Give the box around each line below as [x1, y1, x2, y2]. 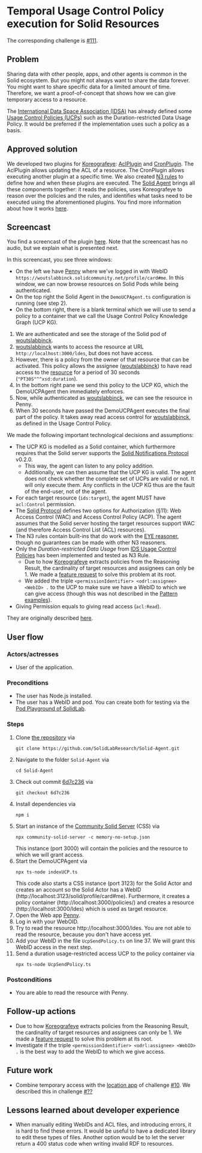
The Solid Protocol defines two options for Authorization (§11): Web [15, 507, 182, 515]
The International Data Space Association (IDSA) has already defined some [7, 107, 192, 115]
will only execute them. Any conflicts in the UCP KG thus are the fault [24, 482, 195, 489]
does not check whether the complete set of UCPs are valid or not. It [24, 475, 194, 482]
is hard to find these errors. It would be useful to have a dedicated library [15, 1127, 196, 1134]
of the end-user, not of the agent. [24, 488, 107, 495]
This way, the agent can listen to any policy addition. [24, 462, 155, 469]
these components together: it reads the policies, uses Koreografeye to [7, 185, 182, 193]
